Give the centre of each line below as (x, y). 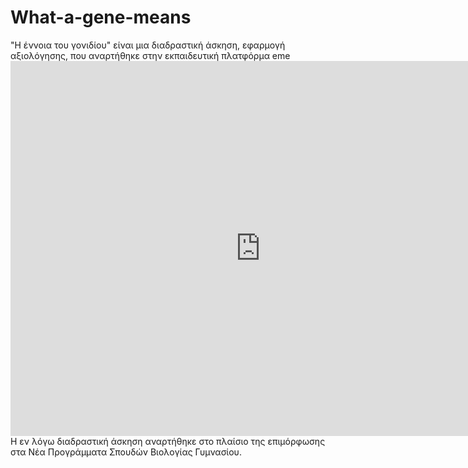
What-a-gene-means (101, 17)
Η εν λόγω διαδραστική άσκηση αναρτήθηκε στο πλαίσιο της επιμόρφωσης (168, 441)
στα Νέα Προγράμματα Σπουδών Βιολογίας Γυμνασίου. (126, 452)
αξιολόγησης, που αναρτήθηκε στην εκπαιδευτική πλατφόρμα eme (150, 55)
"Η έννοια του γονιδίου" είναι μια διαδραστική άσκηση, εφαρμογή (148, 45)
